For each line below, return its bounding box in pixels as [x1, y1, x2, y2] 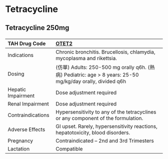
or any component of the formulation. [55, 114, 143, 121]
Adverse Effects [7, 126, 45, 133]
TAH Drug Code [7, 40, 46, 47]
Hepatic [7, 86, 26, 93]
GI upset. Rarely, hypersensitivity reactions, [55, 122, 157, 129]
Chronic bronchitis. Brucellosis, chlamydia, [55, 48, 156, 55]
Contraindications [7, 111, 49, 118]
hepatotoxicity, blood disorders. [55, 129, 130, 136]
